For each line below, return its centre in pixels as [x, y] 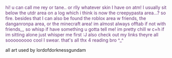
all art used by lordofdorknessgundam [46, 50]
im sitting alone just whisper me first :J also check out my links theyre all [82, 35]
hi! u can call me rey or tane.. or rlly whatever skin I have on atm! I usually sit [86, 7]
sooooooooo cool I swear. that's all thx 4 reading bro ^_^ [65, 40]
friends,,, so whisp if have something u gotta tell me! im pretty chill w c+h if [85, 29]
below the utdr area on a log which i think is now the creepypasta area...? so [85, 13]
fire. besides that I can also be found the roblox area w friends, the [76, 18]
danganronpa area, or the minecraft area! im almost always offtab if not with [85, 24]
